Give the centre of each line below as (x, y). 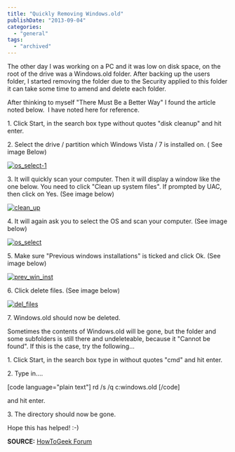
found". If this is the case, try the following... (71, 346)
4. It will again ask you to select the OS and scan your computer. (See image (117, 221)
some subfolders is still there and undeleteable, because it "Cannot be (109, 339)
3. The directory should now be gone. (62, 414)
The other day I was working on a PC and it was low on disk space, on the (114, 66)
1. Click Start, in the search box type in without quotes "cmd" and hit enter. (115, 360)
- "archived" (33, 46)
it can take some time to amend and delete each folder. (87, 89)
